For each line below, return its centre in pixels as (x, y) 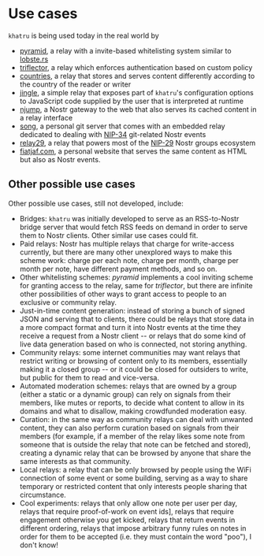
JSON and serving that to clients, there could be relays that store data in (137, 319)
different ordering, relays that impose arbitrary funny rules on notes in (133, 528)
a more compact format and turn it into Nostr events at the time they (130, 327)
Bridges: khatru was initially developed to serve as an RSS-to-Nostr (129, 218)
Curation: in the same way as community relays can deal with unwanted (136, 419)
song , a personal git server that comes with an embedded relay (123, 126)
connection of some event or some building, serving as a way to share (134, 478)
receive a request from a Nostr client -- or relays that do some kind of (133, 335)
